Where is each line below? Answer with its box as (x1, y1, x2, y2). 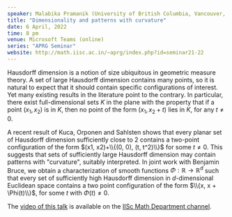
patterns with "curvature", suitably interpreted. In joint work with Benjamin (7, 158, 219, 166)
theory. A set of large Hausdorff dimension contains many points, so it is (7, 75, 215, 84)
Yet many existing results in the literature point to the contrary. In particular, (7, 90, 224, 98)
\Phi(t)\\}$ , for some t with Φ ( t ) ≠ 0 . (7, 189, 109, 197)
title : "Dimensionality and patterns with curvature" (7, 17, 167, 24)
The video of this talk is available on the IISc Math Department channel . (7, 202, 212, 211)
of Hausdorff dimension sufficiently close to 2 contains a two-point (7, 135, 200, 144)
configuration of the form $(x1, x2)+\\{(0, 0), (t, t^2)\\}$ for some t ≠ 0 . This (7, 142, 223, 151)
